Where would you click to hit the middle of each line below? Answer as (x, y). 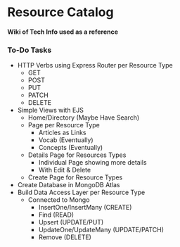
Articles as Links (62, 133)
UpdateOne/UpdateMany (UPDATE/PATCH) (101, 230)
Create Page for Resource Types (75, 177)
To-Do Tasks (30, 50)
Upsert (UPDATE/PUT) (71, 222)
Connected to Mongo (59, 200)
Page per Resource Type (64, 125)
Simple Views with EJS (51, 110)
